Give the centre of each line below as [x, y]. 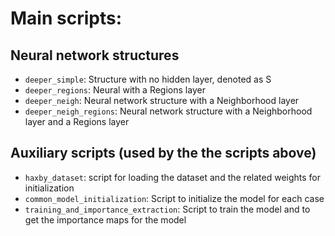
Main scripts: [66, 18]
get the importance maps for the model [105, 219]
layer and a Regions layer [77, 121]
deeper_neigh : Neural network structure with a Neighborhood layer [162, 100]
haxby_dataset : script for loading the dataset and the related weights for [173, 177]
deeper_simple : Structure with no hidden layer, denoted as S [148, 79]
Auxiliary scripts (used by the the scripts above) [163, 153]
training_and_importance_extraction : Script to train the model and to [167, 209]
